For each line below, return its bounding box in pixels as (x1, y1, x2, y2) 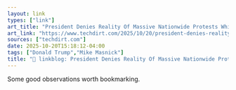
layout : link (7, 10, 46, 17)
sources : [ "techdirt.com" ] (7, 36, 86, 43)
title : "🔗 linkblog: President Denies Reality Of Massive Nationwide (7, 56, 216, 63)
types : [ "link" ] (7, 17, 55, 24)
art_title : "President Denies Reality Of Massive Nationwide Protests (7, 23, 218, 30)
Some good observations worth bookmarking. (7, 75, 140, 83)
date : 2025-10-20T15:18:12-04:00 (7, 43, 105, 50)
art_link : (7, 29, 37, 37)
